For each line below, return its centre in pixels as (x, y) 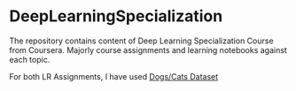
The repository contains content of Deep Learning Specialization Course (141, 41)
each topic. (30, 59)
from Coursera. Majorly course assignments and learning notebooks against (148, 49)
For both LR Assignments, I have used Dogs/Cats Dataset (114, 76)
